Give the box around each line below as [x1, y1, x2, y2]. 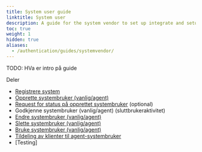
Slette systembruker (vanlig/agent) [14, 120, 101, 127]
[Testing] [14, 139, 38, 146]
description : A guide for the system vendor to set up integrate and [6, 20, 185, 26]
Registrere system [14, 88, 60, 95]
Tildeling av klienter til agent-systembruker [14, 132, 121, 139]
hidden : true [6, 37, 39, 43]
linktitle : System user [6, 14, 66, 20]
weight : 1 [6, 31, 31, 37]
